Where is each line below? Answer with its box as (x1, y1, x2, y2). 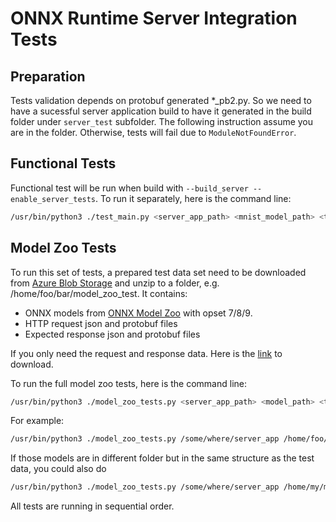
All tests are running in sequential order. (10, 500, 175, 512)
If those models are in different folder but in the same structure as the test (10, 452, 315, 464)
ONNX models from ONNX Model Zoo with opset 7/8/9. (24, 307, 253, 319)
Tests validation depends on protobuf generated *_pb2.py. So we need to (10, 95, 312, 106)
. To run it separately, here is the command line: (95, 192, 292, 204)
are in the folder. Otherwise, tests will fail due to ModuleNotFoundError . (10, 127, 297, 138)
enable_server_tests (10, 194, 97, 204)
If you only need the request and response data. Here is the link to (10, 347, 283, 359)
